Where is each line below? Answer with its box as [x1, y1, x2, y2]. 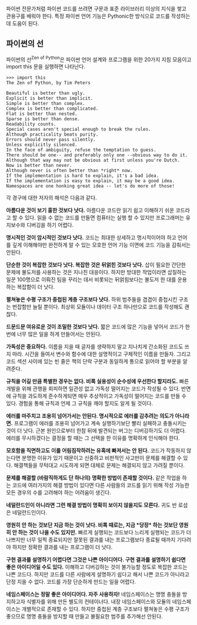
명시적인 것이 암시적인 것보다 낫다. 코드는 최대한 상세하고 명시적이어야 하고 [6, 234, 176, 241]
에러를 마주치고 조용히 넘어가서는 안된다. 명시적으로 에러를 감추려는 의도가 [6, 412, 174, 420]
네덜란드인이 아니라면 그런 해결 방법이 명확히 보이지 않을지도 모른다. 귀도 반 [6, 502, 178, 509]
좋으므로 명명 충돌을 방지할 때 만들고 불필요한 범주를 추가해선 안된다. [6, 613, 163, 620]
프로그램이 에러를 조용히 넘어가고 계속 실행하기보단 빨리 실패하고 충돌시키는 [14, 420, 187, 427]
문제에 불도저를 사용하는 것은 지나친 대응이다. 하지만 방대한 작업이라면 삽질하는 [6, 269, 187, 276]
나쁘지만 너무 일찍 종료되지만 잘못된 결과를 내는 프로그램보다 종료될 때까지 [6, 536, 176, 544]
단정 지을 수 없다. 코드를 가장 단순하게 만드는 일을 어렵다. [6, 578, 136, 585]
